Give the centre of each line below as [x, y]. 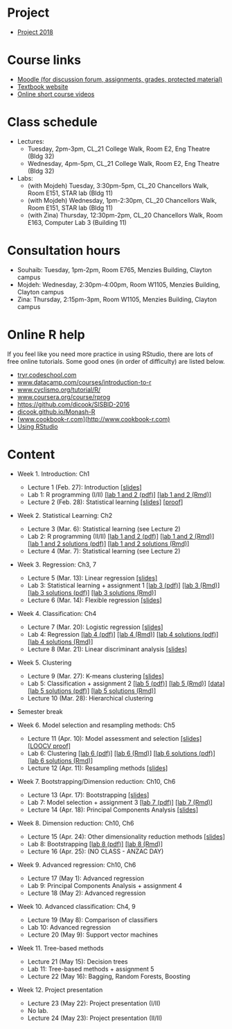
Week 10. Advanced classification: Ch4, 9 [77, 906]
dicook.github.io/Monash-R [56, 412]
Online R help [46, 334]
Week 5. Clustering [44, 662]
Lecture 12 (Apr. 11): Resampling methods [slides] [98, 768]
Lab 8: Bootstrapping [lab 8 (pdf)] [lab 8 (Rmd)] [95, 844]
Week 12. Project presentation [60, 989]
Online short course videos [56, 94]
